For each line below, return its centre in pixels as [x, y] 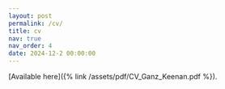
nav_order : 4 [30, 46]
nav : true [25, 38]
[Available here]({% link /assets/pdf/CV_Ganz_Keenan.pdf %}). [113, 76]
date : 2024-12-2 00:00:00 [52, 53]
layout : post [30, 16]
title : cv [25, 31]
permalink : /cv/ [36, 23]
